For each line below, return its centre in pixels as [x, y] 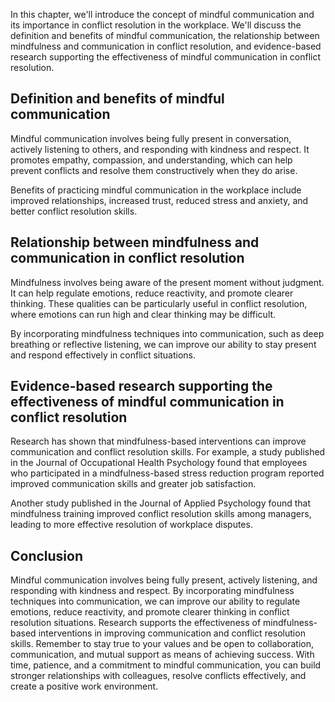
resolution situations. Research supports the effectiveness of [136, 623]
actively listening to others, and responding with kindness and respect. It [160, 149]
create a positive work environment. [84, 686]
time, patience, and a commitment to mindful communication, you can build [166, 665]
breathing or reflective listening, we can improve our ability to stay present [163, 344]
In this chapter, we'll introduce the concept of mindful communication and [162, 14]
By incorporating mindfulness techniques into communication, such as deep [167, 333]
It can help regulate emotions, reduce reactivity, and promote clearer [152, 293]
